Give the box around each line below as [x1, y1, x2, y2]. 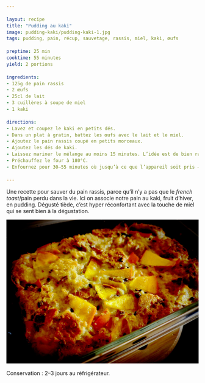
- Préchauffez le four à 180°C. [6, 158, 88, 164]
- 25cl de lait [6, 93, 45, 100]
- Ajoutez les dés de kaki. [6, 145, 78, 151]
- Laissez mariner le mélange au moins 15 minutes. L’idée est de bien [6, 151, 192, 158]
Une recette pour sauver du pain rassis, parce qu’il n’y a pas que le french [6, 188, 193, 195]
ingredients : [6, 74, 40, 80]
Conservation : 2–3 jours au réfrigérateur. [6, 369, 110, 377]
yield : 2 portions [6, 61, 53, 67]
